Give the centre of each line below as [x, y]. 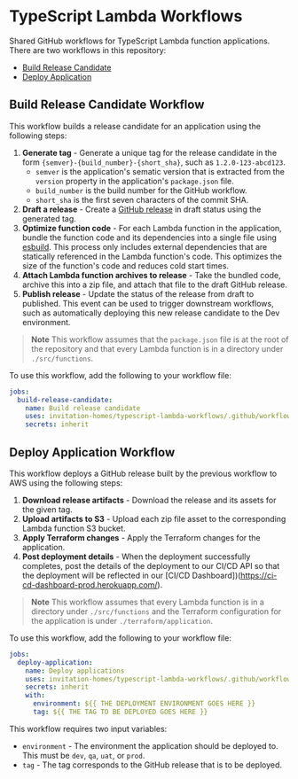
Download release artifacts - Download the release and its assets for [149, 500]
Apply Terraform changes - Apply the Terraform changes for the [141, 537]
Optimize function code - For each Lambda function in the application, [152, 228]
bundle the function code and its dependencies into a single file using [149, 238]
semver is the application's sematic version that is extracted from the [160, 171]
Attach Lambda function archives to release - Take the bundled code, [151, 275]
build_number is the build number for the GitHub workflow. [141, 190]
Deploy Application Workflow [92, 452]
